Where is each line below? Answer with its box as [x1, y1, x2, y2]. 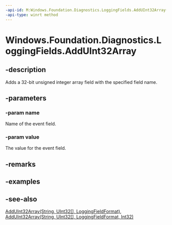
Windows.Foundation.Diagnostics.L [5, 34, 162, 46]
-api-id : [5, 7, 24, 13]
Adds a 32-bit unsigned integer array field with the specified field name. [5, 79, 158, 85]
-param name [5, 109, 40, 116]
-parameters [5, 94, 47, 102]
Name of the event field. [5, 121, 56, 127]
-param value [5, 133, 39, 141]
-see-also [5, 195, 37, 204]
